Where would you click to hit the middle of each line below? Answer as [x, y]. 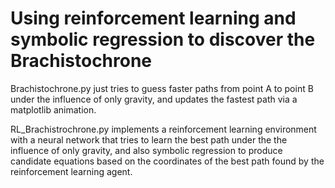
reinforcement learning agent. [71, 171]
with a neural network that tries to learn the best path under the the [149, 139]
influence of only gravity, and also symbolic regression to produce [146, 150]
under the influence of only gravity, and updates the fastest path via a [154, 99]
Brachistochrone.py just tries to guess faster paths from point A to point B [162, 88]
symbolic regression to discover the [163, 39]
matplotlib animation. [53, 109]
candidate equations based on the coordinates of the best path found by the [167, 161]
